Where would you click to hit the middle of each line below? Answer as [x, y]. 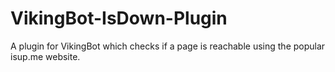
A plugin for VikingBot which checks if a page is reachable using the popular [168, 46]
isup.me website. [45, 56]
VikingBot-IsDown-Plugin [119, 18]
